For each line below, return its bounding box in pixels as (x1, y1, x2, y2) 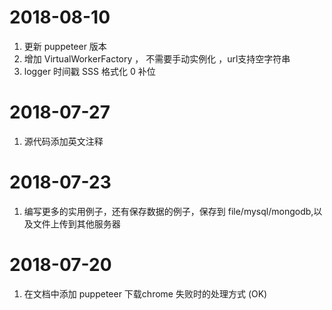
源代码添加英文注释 (23, 135, 104, 147)
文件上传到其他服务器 (32, 217, 121, 230)
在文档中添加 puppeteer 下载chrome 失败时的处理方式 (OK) (23, 287, 268, 300)
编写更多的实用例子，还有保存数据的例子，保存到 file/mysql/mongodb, (23, 205, 314, 217)
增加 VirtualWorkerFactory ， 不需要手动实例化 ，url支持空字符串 (23, 52, 291, 65)
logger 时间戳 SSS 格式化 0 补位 (23, 65, 156, 77)
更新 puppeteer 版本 (23, 40, 107, 52)
